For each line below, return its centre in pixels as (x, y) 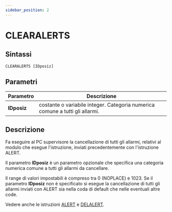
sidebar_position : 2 (27, 10)
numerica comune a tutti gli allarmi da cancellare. (57, 168)
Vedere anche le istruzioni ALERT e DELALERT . (55, 205)
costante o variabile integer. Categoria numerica (97, 105)
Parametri (21, 82)
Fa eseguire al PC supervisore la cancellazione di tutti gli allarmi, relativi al (83, 142)
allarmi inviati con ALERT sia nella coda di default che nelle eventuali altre (83, 189)
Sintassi (18, 54)
